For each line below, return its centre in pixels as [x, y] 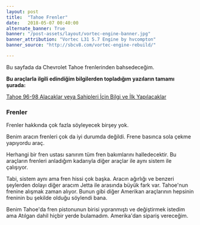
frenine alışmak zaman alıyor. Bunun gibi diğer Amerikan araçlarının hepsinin [100, 192]
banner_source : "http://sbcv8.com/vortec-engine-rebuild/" [81, 45]
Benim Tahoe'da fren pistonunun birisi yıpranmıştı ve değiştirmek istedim [96, 209]
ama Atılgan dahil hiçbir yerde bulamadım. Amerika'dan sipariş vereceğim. [97, 216]
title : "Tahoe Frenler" [37, 17]
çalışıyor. [17, 167]
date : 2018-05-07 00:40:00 [42, 23]
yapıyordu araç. [25, 143]
